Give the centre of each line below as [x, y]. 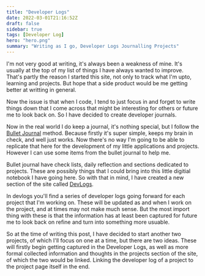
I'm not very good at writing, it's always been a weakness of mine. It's [94, 63]
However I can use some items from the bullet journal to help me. [88, 152]
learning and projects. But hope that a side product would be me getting [97, 83]
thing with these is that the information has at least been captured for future [102, 215]
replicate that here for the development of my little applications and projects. [103, 146]
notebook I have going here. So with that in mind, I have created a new [95, 177]
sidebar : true [24, 29]
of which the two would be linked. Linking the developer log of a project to [100, 260]
